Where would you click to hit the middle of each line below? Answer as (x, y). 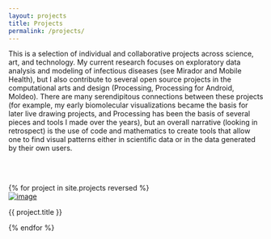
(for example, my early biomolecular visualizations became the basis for (128, 105)
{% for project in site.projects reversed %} (79, 188)
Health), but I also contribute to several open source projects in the (120, 80)
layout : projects (38, 16)
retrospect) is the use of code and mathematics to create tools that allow (129, 131)
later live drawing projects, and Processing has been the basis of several (129, 114)
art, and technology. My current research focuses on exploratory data (125, 62)
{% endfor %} (32, 228)
